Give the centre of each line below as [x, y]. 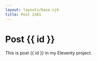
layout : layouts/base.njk [32, 10]
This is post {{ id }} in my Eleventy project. [49, 53]
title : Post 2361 [23, 14]
